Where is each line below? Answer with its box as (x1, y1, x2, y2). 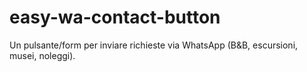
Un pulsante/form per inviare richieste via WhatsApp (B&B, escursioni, (9, 39, 299, 51)
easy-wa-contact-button (9, 6, 221, 29)
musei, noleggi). (9, 49, 76, 61)
